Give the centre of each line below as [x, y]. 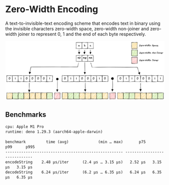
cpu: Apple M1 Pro [25, 127]
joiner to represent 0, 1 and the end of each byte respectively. [82, 34]
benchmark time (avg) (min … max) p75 [75, 142]
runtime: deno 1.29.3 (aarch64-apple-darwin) [54, 132]
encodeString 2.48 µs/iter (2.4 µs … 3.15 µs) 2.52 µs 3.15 [83, 162]
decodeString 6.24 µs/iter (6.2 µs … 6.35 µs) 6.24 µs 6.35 [83, 172]
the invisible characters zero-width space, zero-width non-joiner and [77, 28]
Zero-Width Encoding [52, 9]
